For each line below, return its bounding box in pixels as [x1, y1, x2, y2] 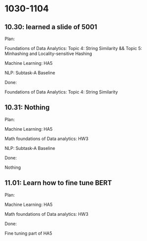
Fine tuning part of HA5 [4, 230, 52, 236]
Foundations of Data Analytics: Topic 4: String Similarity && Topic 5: [4, 46, 143, 51]
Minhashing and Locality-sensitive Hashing [4, 50, 92, 56]
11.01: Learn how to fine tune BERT [4, 179, 112, 187]
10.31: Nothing [4, 103, 50, 112]
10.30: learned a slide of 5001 [4, 23, 97, 31]
